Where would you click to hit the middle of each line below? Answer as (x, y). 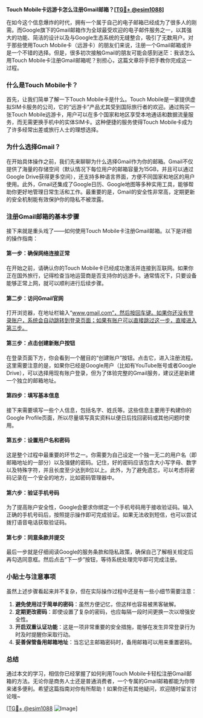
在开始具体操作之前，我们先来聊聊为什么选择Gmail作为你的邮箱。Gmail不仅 (100, 161)
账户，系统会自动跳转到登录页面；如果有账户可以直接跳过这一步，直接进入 (104, 320)
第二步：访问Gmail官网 (35, 298)
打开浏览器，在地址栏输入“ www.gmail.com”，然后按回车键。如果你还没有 (97, 313)
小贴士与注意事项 (31, 577)
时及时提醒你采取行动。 (44, 634)
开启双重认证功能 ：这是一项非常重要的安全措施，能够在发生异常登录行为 (105, 626)
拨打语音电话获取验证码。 (38, 522)
